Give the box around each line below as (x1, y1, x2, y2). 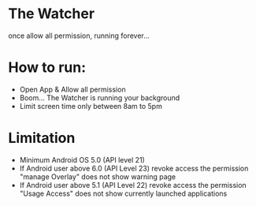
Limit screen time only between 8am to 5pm (19, 101, 163, 110)
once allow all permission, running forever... (8, 31, 150, 40)
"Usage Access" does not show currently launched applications (19, 189, 228, 198)
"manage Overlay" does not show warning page (19, 171, 176, 182)
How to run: (8, 58, 87, 77)
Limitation (8, 129, 76, 147)
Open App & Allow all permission (19, 84, 126, 94)
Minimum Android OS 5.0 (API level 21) (19, 155, 146, 164)
